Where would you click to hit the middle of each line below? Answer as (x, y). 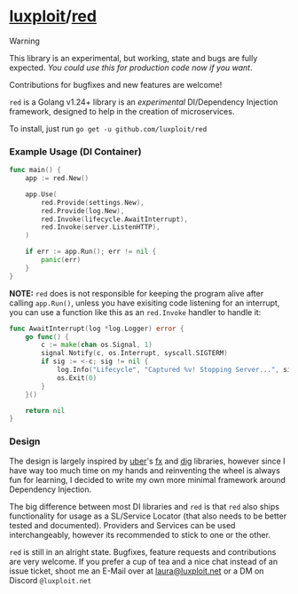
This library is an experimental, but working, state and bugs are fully (133, 58)
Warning (24, 41)
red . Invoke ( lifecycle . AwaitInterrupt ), (115, 219)
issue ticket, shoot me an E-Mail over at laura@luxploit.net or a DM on (137, 571)
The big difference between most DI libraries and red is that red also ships (144, 506)
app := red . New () (57, 178)
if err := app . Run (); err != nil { (91, 252)
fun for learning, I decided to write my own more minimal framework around (148, 479)
